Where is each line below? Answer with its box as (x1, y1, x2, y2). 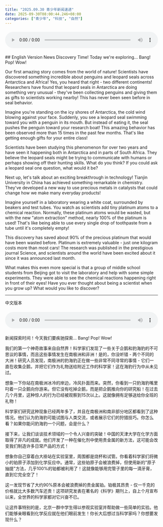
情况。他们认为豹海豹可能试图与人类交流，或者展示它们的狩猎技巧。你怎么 (5, 415, 154, 421)
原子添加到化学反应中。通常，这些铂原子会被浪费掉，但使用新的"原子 (17, 459, 156, 465)
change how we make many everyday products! (5, 190, 101, 196)
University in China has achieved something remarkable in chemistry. (5, 180, 144, 186)
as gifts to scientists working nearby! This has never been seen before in (5, 95, 150, 101)
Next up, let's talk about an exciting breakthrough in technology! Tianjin (5, 174, 148, 180)
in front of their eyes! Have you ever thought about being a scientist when (5, 280, 152, 286)
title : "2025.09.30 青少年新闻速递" (5, 7, 74, 12)
